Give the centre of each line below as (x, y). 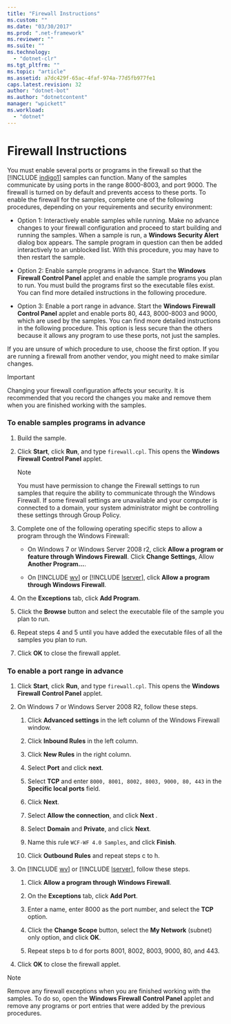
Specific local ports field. (64, 789)
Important (21, 377)
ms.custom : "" (28, 20)
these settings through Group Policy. (69, 515)
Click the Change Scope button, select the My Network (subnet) (120, 930)
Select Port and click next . (65, 768)
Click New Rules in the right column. (79, 755)
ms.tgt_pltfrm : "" (33, 65)
